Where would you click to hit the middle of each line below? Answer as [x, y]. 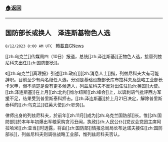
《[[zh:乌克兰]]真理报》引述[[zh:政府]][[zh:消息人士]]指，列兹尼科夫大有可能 [82, 73]
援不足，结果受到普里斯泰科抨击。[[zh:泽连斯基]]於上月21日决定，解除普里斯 [84, 98]
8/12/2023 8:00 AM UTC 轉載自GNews [44, 46]
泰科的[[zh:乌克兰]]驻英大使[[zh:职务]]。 [46, 105]
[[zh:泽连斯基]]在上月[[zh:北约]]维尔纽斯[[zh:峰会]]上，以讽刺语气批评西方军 [83, 92]
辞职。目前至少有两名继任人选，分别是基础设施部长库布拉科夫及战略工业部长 [84, 80]
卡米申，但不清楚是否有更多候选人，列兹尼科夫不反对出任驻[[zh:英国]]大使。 [84, 86]
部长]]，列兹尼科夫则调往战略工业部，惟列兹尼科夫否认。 [64, 134]
